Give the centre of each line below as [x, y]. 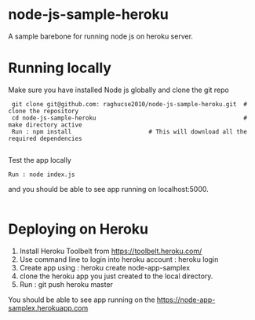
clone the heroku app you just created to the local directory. [116, 276]
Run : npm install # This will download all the [129, 131]
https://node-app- [186, 300]
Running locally [60, 68]
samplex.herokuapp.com [48, 307]
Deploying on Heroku [78, 229]
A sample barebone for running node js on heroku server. [101, 36]
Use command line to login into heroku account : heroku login [119, 259]
